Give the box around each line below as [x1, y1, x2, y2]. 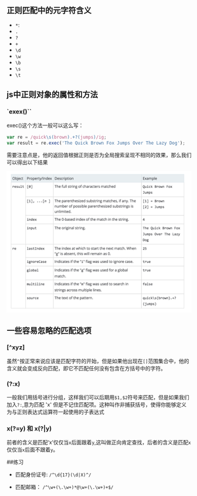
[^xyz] [6, 343, 25, 351]
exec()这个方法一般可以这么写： [6, 122, 84, 129]
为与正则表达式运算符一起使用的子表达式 [6, 409, 104, 416]
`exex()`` [6, 108, 32, 116]
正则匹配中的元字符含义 [6, 5, 91, 16]
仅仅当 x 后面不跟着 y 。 [6, 446, 59, 453]
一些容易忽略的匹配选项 [6, 326, 91, 336]
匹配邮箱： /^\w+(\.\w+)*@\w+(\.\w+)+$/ [15, 484, 114, 491]
